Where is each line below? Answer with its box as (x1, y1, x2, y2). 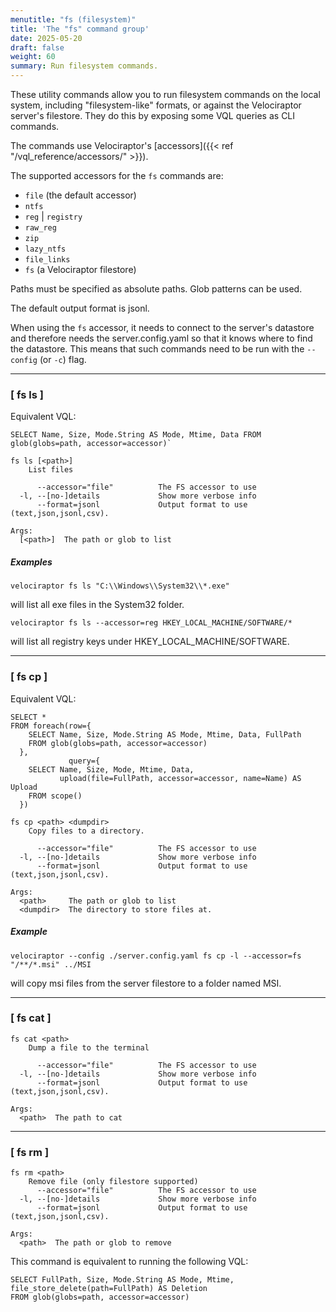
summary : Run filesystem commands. (10, 61, 159, 71)
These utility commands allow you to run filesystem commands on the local (10, 89, 321, 100)
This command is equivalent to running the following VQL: (10, 1256, 249, 1268)
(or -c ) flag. (39, 354, 87, 365)
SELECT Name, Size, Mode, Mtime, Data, (28, 764, 195, 775)
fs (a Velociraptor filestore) (24, 264, 137, 275)
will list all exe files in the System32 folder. (10, 599, 185, 611)
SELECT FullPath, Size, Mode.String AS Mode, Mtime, (10, 1275, 235, 1285)
